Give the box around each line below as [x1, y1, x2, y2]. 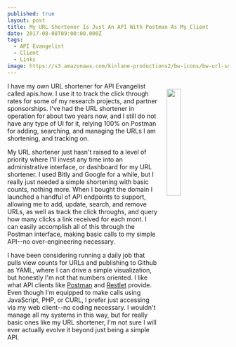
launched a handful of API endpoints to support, [7, 192, 146, 201]
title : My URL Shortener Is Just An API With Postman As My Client [7, 23, 209, 30]
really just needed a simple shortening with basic [7, 177, 149, 186]
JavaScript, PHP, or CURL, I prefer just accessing [7, 296, 150, 304]
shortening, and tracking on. [7, 134, 89, 143]
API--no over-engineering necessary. [7, 237, 116, 246]
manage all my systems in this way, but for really [7, 310, 148, 319]
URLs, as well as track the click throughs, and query [7, 207, 158, 216]
